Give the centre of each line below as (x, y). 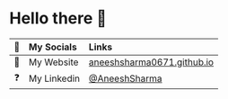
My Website (53, 62)
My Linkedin (54, 78)
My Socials (53, 47)
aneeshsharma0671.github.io (151, 62)
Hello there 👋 (58, 18)
